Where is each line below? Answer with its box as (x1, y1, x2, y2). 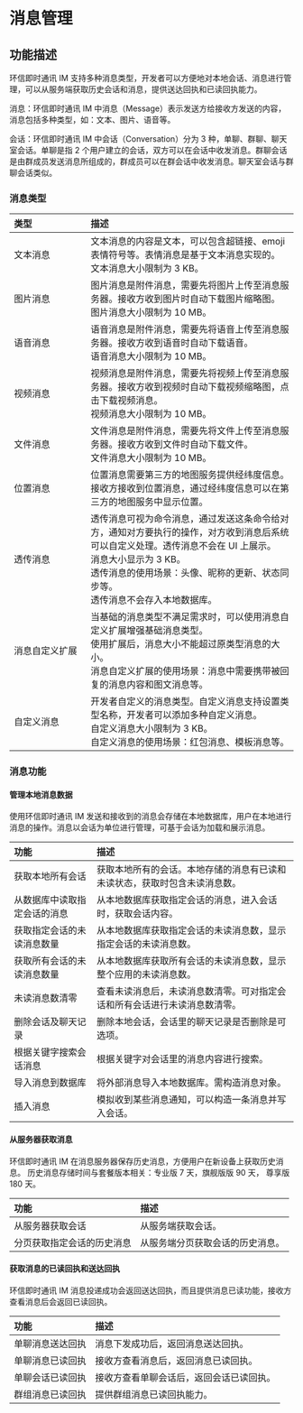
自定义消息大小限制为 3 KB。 (90, 723, 214, 735)
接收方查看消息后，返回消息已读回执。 (95, 1354, 259, 1367)
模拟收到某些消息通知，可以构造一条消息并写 (96, 1094, 287, 1106)
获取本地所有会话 (14, 870, 87, 882)
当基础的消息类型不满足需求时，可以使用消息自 (90, 611, 290, 623)
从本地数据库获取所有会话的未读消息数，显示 (96, 955, 287, 967)
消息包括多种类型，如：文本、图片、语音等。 (9, 115, 176, 125)
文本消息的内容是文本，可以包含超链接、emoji (90, 235, 286, 248)
